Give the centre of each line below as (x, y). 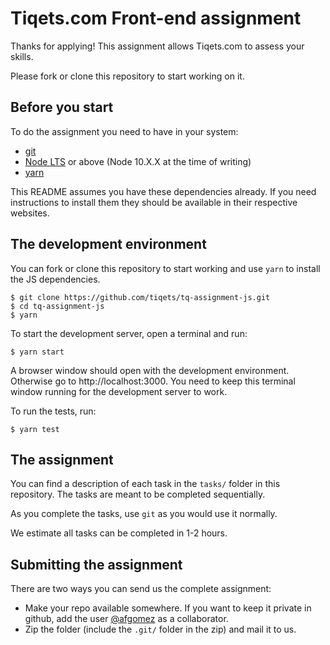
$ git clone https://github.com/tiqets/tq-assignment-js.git (140, 297)
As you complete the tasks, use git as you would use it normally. (144, 514)
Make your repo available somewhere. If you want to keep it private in (168, 608)
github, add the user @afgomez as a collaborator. (126, 619)
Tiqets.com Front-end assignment (156, 18)
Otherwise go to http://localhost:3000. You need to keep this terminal (153, 381)
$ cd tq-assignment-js (57, 306)
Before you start (62, 107)
